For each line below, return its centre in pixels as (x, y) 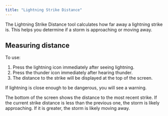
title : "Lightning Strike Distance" (44, 10)
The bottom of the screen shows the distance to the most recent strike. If (81, 98)
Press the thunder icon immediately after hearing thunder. (72, 73)
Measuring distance (37, 46)
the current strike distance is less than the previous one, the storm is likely (82, 103)
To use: (13, 57)
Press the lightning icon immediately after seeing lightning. (73, 67)
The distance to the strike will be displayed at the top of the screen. (82, 78)
